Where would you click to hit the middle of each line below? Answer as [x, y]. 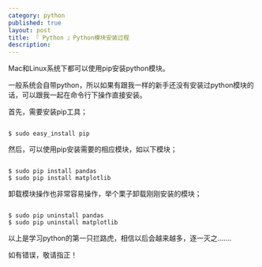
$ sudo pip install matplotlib [60, 179]
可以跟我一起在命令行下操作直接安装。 [84, 95]
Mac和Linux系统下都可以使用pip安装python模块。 [89, 69]
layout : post [30, 30]
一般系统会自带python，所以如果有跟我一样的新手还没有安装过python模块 [127, 85]
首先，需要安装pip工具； [48, 112]
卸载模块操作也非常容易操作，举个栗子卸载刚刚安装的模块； [105, 194]
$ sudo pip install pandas [52, 171]
